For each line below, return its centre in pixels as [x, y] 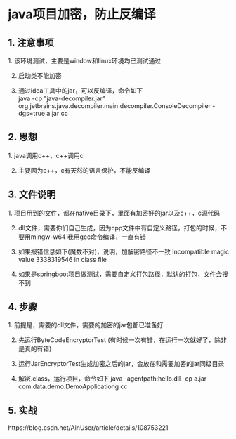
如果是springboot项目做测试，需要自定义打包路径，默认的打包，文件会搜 [123, 274]
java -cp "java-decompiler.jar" [62, 98]
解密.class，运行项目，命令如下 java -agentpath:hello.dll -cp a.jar [112, 379]
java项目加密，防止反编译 [82, 14]
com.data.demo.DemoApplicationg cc [73, 386]
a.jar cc [57, 113]
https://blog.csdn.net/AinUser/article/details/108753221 [88, 428]
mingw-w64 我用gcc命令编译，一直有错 [88, 237]
